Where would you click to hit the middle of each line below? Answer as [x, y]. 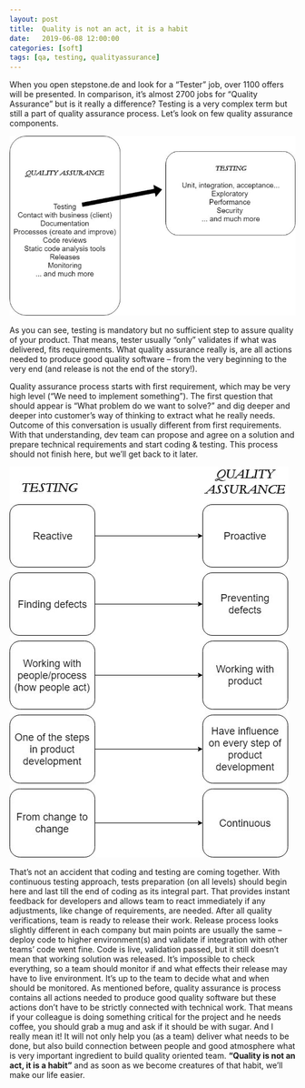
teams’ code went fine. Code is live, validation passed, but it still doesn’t [144, 950]
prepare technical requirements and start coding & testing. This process [144, 445]
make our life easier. [47, 1075]
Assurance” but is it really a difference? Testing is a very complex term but [148, 104]
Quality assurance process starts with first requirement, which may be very [150, 387]
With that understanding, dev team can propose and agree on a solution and [152, 435]
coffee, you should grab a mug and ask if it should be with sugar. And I [142, 1027]
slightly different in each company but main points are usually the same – [146, 930]
